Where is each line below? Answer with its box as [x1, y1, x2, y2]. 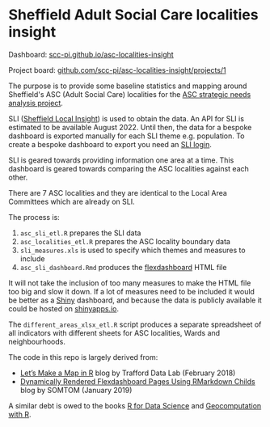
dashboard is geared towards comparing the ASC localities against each [8, 163, 249, 173]
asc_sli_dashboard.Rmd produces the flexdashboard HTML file [19, 262, 227, 272]
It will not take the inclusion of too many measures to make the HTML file [8, 277, 251, 288]
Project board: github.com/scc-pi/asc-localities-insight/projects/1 [8, 65, 226, 74]
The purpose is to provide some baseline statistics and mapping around [8, 81, 247, 91]
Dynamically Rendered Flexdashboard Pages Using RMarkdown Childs [19, 376, 256, 386]
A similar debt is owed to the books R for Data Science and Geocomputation [8, 400, 262, 410]
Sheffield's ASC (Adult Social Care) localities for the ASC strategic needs [8, 89, 251, 99]
